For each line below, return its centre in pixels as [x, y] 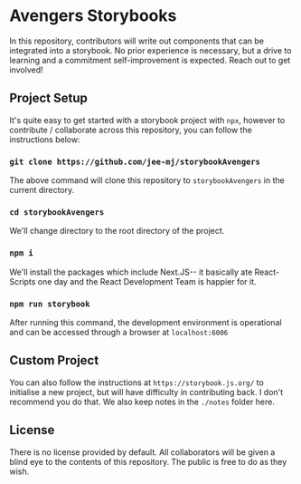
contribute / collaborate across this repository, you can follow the [131, 130]
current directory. [42, 190]
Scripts [23, 281]
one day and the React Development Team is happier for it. [147, 281]
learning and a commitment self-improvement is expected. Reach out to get [150, 60]
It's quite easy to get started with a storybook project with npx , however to [147, 120]
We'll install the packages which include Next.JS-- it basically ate [131, 272]
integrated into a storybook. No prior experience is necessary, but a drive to [150, 50]
